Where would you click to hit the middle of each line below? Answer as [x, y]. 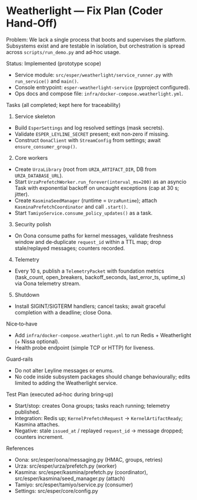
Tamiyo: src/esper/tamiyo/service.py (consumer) [74, 484]
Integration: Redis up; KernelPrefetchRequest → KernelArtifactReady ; [98, 418]
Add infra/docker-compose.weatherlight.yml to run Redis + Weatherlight [103, 335]
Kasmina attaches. [37, 424]
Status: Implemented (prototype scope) [54, 63]
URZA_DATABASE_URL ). [39, 175]
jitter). [22, 194]
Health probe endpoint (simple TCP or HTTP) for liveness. [84, 347]
